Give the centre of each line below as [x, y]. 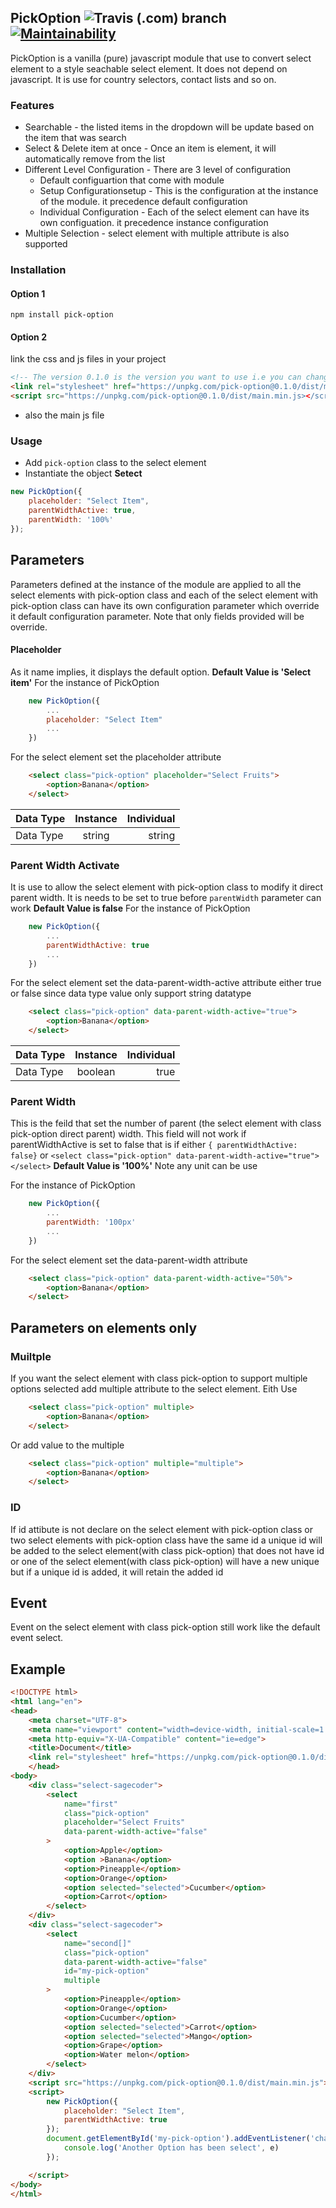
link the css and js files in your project [88, 359]
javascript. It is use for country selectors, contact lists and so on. [143, 79]
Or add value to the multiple [67, 1445]
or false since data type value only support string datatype [131, 993]
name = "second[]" [97, 1943]
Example [38, 1669]
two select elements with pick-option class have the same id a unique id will [166, 1540]
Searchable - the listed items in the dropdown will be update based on [169, 127]
